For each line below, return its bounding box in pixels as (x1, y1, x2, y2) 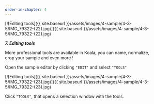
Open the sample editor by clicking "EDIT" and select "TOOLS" (5, 64, 127, 70)
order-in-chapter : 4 (5, 7, 47, 12)
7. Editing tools (5, 40, 35, 46)
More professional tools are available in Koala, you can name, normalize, (5, 50, 149, 55)
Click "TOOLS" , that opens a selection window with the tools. (5, 93, 124, 99)
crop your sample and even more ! (5, 54, 74, 61)
